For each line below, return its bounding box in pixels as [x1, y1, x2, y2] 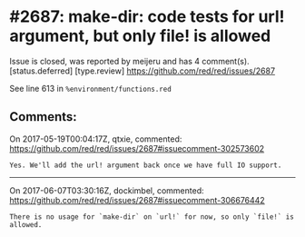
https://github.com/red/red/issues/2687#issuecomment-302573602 [9, 143, 265, 153]
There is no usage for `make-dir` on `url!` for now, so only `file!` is [9, 212, 295, 222]
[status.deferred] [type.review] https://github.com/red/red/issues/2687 [9, 65, 275, 76]
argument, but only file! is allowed [9, 25, 271, 46]
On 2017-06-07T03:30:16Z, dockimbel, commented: [9, 184, 204, 196]
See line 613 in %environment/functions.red [9, 83, 172, 94]
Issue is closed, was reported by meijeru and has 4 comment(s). [9, 55, 250, 66]
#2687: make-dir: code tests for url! [9, 6, 285, 27]
